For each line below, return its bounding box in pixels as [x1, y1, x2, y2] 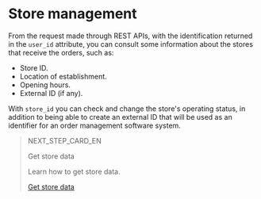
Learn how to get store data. [27, 166, 121, 176]
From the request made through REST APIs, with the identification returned [8, 31, 253, 40]
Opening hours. [19, 80, 71, 90]
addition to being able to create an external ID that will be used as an [8, 112, 232, 121]
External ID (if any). [19, 88, 83, 98]
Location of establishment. [19, 71, 107, 81]
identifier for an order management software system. [8, 121, 181, 130]
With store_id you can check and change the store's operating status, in [8, 104, 246, 113]
